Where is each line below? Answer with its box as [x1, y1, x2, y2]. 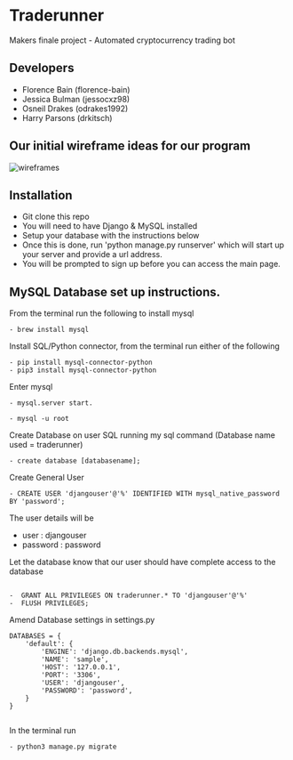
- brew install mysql [9, 326, 90, 335]
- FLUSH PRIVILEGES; [9, 599, 90, 608]
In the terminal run [9, 725, 76, 736]
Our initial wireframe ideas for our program [9, 139, 251, 154]
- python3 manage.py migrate [9, 742, 117, 752]
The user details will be [9, 513, 95, 523]
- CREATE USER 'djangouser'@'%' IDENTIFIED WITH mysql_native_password [9, 489, 280, 498]
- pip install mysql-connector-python [9, 358, 153, 368]
